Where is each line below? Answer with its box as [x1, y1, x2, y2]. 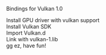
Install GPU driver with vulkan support [6, 17, 100, 23]
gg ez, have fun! [6, 42, 47, 49]
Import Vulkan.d [6, 29, 46, 36]
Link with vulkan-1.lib [6, 36, 58, 42]
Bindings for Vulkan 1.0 [6, 5, 63, 12]
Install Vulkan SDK [6, 23, 52, 30]
